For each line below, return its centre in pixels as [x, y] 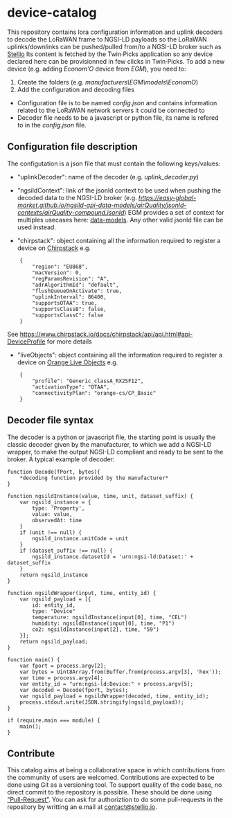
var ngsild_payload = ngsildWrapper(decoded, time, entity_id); [114, 696]
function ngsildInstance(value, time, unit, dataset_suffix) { [100, 496]
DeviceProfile [26, 341]
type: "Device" [54, 611]
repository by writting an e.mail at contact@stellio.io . [82, 807]
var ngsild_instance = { [55, 502]
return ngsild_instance [54, 575]
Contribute [31, 753]
